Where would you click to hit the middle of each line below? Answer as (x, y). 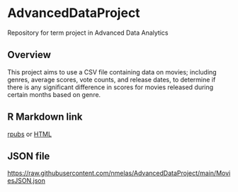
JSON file (29, 156)
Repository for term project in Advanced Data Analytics (88, 33)
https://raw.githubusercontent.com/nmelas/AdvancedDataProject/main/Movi (119, 173)
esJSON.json (27, 181)
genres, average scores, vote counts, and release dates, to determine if (112, 79)
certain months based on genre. (54, 94)
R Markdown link (45, 117)
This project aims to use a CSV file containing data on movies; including (112, 72)
